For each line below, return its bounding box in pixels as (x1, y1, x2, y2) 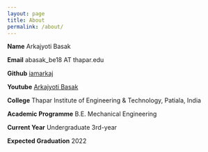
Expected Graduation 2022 (7, 137, 87, 145)
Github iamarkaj (7, 69, 54, 77)
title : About (7, 17, 45, 24)
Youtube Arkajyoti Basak (7, 83, 79, 91)
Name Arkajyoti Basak (7, 43, 71, 51)
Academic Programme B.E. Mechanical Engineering (7, 109, 157, 119)
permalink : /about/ (7, 23, 64, 30)
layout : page (7, 10, 45, 17)
